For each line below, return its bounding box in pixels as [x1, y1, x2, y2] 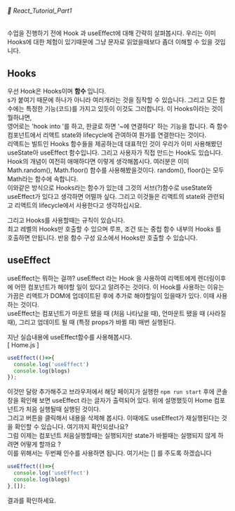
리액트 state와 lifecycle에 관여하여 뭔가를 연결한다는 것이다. [43, 131, 207, 139]
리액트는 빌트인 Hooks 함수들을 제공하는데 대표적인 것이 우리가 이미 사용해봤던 [7, 140, 222, 148]
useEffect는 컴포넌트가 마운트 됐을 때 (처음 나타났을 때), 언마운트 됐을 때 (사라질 [7, 309, 227, 317]
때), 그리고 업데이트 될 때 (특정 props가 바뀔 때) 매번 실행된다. [7, 318, 177, 326]
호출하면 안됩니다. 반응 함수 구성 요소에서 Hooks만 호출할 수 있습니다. [7, 233, 198, 242]
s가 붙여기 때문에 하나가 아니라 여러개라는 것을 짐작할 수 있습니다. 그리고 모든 [7, 96, 218, 104]
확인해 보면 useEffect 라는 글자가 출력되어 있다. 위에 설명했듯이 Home [20, 396, 213, 405]
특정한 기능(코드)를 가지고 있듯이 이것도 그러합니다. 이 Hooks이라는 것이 [25, 105, 223, 113]
